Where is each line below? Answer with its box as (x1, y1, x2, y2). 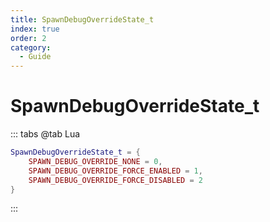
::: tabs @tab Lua (10, 128, 81, 140)
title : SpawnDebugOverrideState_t (10, 14, 155, 25)
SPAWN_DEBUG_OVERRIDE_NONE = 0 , (28, 156, 163, 166)
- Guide (19, 52, 52, 62)
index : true (10, 24, 60, 34)
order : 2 (10, 33, 47, 43)
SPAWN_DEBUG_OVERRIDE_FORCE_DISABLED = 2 (28, 175, 203, 185)
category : (10, 42, 52, 53)
